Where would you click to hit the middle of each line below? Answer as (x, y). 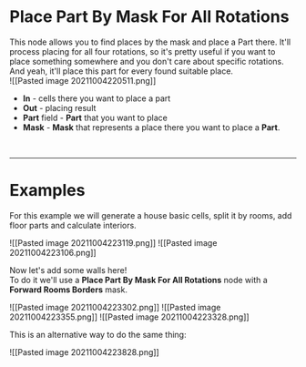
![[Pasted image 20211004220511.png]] (83, 80)
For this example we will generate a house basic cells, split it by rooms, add (151, 215)
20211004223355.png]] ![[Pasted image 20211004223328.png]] (129, 317)
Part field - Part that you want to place (95, 117)
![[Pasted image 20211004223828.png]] (84, 352)
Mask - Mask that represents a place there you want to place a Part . (151, 127)
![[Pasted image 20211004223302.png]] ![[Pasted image (115, 307)
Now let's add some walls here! (68, 270)
